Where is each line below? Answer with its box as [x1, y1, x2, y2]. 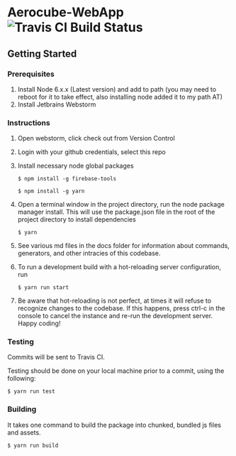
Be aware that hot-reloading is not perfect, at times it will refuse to [17, 296, 211, 305]
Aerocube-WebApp [7, 4, 124, 21]
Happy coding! [17, 319, 61, 327]
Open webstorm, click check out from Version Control [17, 134, 175, 143]
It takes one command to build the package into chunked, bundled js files [7, 420, 222, 429]
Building [7, 404, 37, 414]
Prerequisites [7, 69, 55, 79]
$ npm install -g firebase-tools [17, 175, 117, 183]
